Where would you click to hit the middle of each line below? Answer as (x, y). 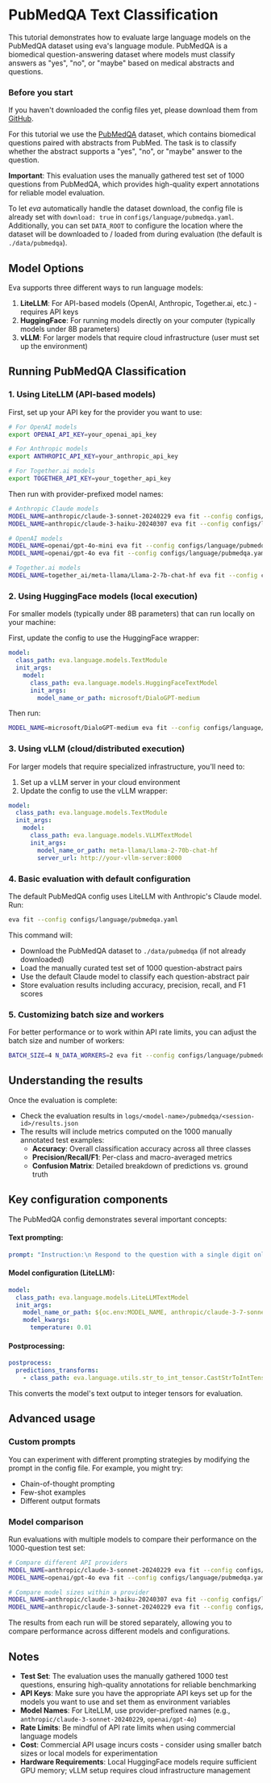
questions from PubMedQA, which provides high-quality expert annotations (134, 184)
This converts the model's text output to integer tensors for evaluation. (126, 1393)
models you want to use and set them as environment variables (125, 1701)
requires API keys (49, 312)
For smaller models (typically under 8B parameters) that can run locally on (132, 614)
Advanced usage (52, 1419)
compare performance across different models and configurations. (119, 1631)
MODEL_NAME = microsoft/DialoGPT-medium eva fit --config (104, 728)
